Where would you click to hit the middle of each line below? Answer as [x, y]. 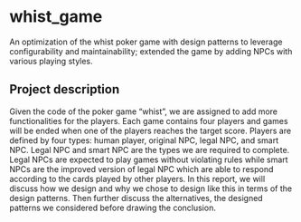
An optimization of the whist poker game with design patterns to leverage [146, 42]
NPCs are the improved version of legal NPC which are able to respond [141, 169]
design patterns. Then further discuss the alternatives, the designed [136, 198]
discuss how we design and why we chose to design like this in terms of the [150, 188]
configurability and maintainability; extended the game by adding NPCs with [151, 51]
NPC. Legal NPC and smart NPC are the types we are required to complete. [150, 150]
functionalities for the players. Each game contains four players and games [149, 121]
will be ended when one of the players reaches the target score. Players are [150, 130]
